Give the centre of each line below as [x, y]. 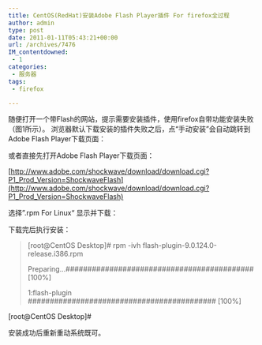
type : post [26, 30]
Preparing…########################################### [140, 269]
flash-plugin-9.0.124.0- [180, 246]
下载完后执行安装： [39, 230]
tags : [17, 81]
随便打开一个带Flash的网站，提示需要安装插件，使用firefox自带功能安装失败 [131, 119]
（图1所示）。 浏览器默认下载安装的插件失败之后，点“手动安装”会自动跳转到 [129, 129]
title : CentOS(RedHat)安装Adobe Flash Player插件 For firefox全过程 [119, 15]
